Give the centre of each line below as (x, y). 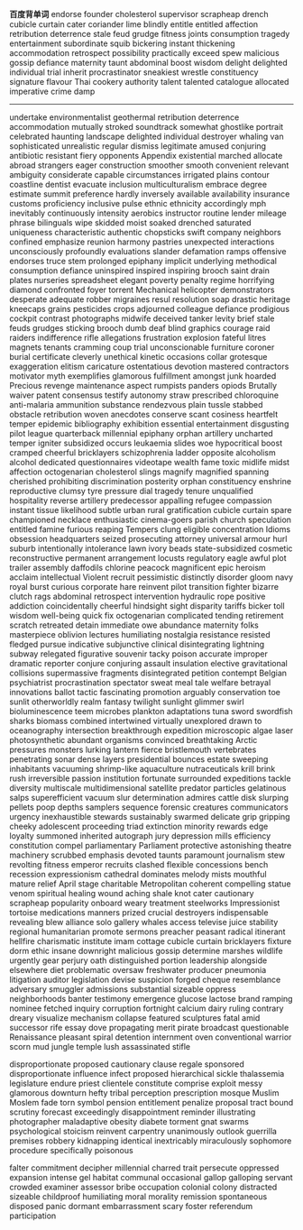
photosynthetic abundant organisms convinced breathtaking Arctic (133, 740)
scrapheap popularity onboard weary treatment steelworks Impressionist (145, 903)
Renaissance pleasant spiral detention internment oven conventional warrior (151, 1037)
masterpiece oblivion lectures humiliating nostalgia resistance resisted (140, 634)
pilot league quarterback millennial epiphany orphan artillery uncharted (141, 433)
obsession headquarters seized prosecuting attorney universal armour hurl (148, 539)
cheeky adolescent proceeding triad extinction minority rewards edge (139, 826)
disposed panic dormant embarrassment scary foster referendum (131, 1206)
